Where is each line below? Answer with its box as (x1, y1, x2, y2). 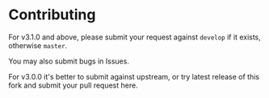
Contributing (8, 6, 96, 24)
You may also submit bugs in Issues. (8, 56, 129, 66)
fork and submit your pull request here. (8, 80, 139, 90)
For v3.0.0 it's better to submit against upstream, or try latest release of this (8, 71, 260, 81)
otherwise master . (8, 40, 68, 50)
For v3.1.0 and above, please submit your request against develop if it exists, (8, 32, 261, 42)
